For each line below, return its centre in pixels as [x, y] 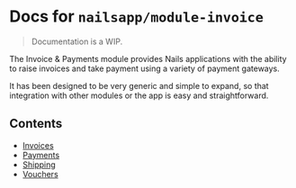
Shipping [39, 165]
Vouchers [40, 174]
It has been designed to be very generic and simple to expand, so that [139, 85]
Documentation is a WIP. [77, 41]
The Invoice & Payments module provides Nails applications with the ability [148, 58]
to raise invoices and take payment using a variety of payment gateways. [145, 68]
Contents [36, 124]
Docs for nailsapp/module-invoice [136, 17]
